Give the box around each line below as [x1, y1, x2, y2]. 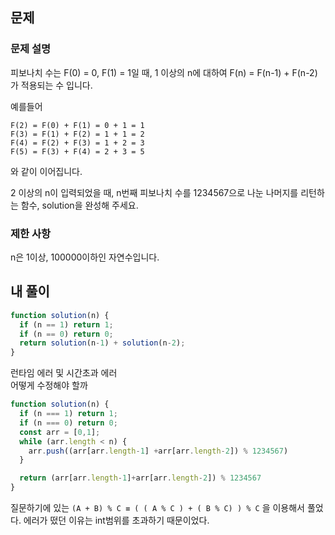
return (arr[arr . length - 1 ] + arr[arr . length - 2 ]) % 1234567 [19, 473, 262, 483]
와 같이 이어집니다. [10, 165, 83, 177]
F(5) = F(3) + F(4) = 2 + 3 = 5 [10, 146, 145, 157]
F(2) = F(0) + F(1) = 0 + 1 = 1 [10, 120, 145, 130]
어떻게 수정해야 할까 [10, 379, 88, 392]
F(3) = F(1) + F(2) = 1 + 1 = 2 [10, 129, 145, 139]
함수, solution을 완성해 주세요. [20, 199, 139, 211]
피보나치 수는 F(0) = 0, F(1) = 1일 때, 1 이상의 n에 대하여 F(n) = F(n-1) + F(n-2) [10, 66, 318, 78]
